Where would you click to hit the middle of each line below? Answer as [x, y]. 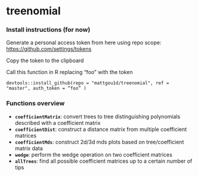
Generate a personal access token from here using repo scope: [84, 42]
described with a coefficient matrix [58, 123]
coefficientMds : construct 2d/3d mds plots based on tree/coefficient [99, 142]
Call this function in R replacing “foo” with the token [69, 72]
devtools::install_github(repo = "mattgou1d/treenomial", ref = [88, 83]
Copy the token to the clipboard [45, 60]
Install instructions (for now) [48, 30]
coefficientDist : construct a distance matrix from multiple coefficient [101, 129]
